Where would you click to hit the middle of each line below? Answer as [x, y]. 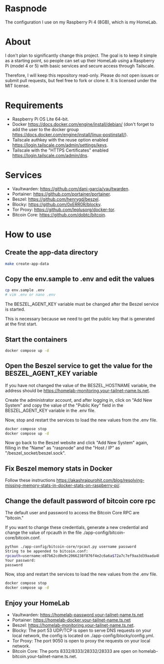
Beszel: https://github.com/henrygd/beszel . [56, 199]
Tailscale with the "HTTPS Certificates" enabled [60, 150]
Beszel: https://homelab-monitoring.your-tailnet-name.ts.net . [73, 625]
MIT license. [18, 86]
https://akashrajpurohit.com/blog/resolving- [101, 481]
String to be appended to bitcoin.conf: [47, 551]
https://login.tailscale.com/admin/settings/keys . [60, 145]
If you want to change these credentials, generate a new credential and [77, 527]
